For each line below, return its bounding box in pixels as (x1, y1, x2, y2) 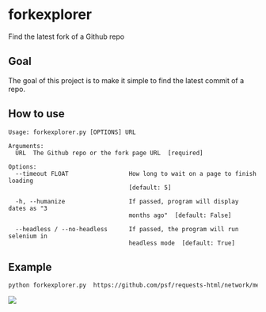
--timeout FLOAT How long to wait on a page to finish (15, 169, 257, 177)
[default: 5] (128, 184, 172, 192)
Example (8, 260, 52, 274)
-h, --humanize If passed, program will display (15, 197, 239, 205)
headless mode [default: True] (128, 239, 236, 247)
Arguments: (8, 142, 44, 150)
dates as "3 (8, 204, 47, 212)
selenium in (8, 232, 47, 240)
